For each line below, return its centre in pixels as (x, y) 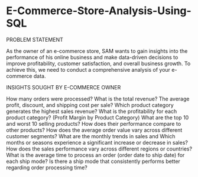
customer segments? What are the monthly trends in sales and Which (91, 136)
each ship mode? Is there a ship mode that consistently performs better (93, 161)
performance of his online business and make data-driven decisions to (92, 57)
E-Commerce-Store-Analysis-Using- (99, 11)
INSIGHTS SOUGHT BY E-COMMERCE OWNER (64, 87)
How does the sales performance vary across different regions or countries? (99, 149)
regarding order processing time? (47, 167)
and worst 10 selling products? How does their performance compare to (94, 123)
